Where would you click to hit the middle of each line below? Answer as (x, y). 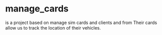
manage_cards (37, 9)
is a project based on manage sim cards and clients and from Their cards (81, 22)
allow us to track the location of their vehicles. (53, 27)
